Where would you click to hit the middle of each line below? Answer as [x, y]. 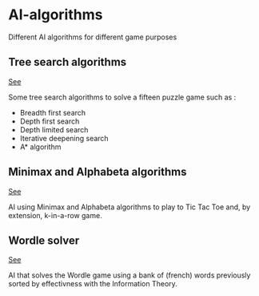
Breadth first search [53, 112]
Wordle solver [44, 240]
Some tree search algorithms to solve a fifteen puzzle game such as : [122, 97]
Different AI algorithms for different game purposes [93, 37]
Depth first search [50, 121]
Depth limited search [54, 129]
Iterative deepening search [64, 138]
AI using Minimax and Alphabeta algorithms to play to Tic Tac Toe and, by [129, 207]
